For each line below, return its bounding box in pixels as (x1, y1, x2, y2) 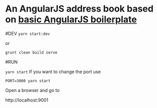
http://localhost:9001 (5, 97, 49, 103)
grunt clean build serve (5, 50, 58, 55)
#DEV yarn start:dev (5, 30, 50, 36)
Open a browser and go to (5, 87, 60, 93)
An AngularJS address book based (5, 3, 154, 15)
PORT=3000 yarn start (5, 78, 51, 83)
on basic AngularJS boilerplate (5, 14, 137, 25)
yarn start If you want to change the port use (5, 69, 101, 75)
